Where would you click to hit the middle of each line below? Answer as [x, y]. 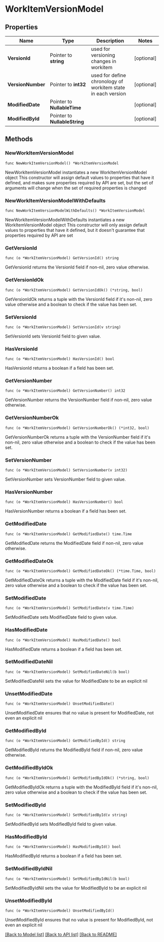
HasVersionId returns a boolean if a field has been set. [60, 368]
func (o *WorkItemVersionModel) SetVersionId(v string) [63, 327]
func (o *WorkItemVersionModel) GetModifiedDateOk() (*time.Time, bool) [81, 571]
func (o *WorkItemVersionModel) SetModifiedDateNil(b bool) [68, 672]
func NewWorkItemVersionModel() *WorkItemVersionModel [62, 163]
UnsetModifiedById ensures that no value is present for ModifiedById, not [79, 920]
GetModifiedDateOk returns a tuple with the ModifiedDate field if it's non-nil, [82, 580]
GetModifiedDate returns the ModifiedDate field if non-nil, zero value [74, 543]
